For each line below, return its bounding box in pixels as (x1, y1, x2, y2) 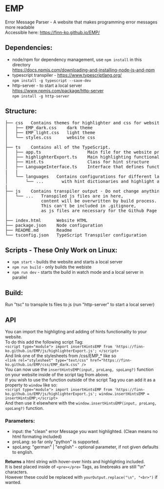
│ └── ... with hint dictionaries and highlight (5, 179, 155, 184)
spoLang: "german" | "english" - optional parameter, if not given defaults (12, 444, 159, 450)
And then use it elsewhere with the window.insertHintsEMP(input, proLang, (5, 400, 157, 406)
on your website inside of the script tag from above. (5, 372, 109, 377)
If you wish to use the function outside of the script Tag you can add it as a (5, 377, 156, 383)
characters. (5, 469, 28, 475)
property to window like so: (5, 382, 58, 388)
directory (12, 61, 31, 67)
